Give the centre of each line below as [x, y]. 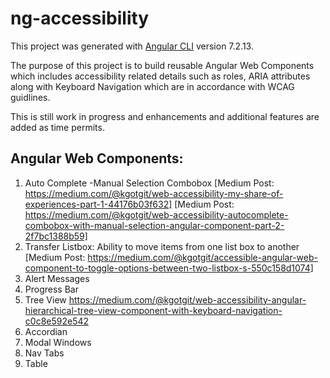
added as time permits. [57, 127]
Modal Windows [58, 342]
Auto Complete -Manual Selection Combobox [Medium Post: [149, 183]
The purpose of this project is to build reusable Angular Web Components [162, 65]
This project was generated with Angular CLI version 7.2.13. [132, 46]
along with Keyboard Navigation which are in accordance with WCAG [152, 86]
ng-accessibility [80, 18]
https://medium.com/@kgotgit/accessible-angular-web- [203, 257]
